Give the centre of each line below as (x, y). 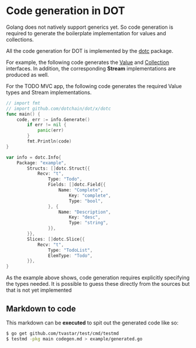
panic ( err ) (51, 130)
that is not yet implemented (39, 290)
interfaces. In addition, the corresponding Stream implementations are (91, 68)
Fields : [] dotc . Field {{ (77, 185)
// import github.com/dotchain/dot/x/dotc (59, 109)
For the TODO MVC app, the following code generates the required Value (94, 86)
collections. (20, 39)
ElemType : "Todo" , (70, 256)
